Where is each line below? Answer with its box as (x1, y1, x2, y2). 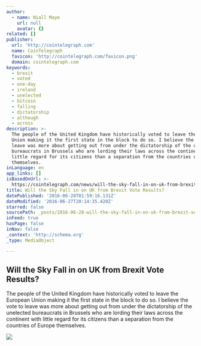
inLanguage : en (6, 165, 44, 171)
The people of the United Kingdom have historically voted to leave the (6, 290, 179, 297)
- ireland (11, 87, 36, 93)
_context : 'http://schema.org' (6, 231, 84, 237)
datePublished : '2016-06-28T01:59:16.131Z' (6, 192, 117, 198)
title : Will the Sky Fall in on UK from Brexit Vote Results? (6, 187, 165, 193)
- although (11, 115, 39, 121)
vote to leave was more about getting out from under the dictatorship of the (6, 303, 193, 310)
